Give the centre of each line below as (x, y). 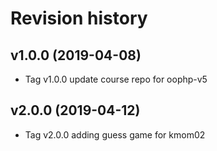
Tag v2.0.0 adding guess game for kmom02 (115, 134)
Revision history (79, 18)
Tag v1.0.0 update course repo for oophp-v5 (116, 79)
